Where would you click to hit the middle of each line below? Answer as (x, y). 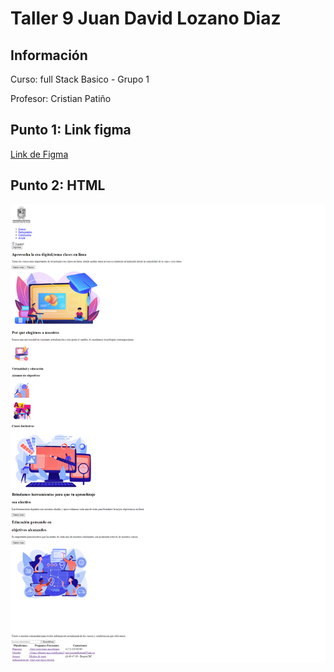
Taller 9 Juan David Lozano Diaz (146, 18)
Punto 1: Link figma (71, 130)
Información (49, 55)
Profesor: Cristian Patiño (61, 98)
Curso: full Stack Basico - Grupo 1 (80, 79)
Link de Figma (39, 154)
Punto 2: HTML (58, 185)
